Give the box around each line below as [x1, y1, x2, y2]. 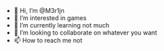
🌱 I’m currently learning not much [13, 21, 110, 29]
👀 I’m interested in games [13, 14, 87, 22]
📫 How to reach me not [13, 37, 83, 44]
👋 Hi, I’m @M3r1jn [13, 7, 65, 14]
